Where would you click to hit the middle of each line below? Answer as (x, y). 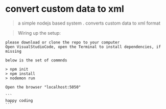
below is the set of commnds (36, 60)
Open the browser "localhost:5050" (43, 87)
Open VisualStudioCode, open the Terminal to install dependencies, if (83, 47)
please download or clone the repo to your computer (63, 42)
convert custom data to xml (65, 9)
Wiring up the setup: (39, 33)
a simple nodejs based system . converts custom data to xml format (89, 23)
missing (14, 51)
